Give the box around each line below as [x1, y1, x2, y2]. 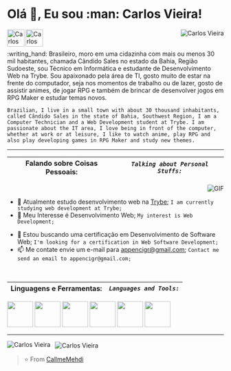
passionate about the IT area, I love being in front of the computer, [7, 125, 217, 131]
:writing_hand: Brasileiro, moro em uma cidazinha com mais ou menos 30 [7, 50, 215, 58]
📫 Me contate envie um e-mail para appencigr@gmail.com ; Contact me [16, 245, 219, 253]
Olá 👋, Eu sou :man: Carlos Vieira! [7, 6, 203, 22]
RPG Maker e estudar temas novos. [7, 93, 107, 102]
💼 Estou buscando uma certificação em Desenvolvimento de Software [16, 230, 216, 238]
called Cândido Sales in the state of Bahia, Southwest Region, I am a [7, 113, 217, 120]
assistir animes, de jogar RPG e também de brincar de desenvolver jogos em [7, 86, 224, 94]
